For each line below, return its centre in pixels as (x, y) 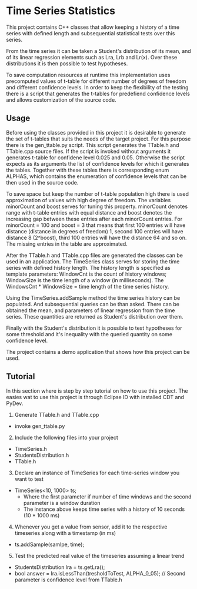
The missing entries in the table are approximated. (67, 244)
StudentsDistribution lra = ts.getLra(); (60, 567)
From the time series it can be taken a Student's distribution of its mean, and (98, 51)
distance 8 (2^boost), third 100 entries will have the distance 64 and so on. (96, 237)
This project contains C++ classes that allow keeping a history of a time (93, 27)
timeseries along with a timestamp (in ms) (65, 533)
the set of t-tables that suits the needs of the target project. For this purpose (98, 139)
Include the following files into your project (66, 437)
